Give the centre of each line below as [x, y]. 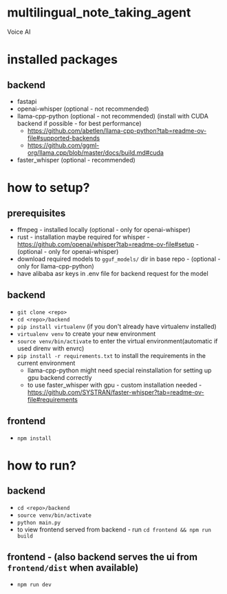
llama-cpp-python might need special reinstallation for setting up [119, 370]
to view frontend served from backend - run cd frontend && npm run [114, 529]
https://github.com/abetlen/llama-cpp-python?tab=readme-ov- [117, 130]
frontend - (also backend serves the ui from [102, 556]
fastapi [27, 101]
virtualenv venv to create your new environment [86, 333]
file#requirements [52, 399]
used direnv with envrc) [51, 348]
